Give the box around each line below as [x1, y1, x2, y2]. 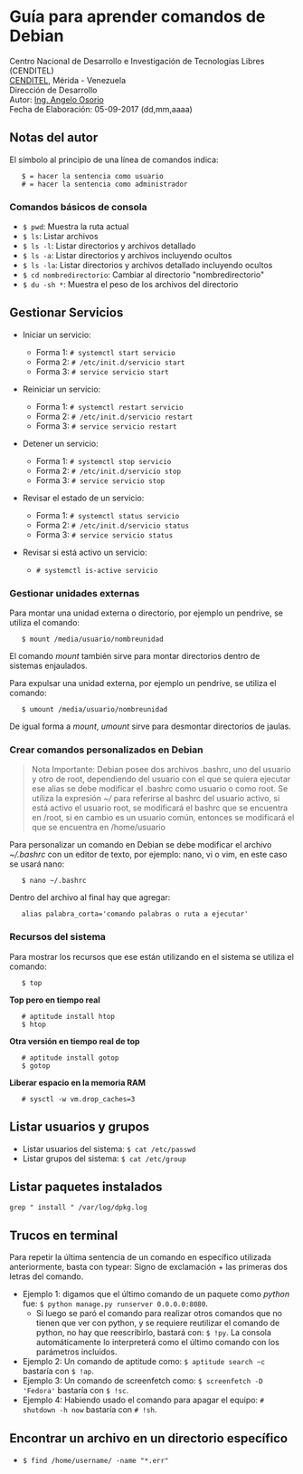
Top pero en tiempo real [9, 994, 101, 1005]
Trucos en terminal [9, 1227, 118, 1243]
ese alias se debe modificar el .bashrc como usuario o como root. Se [31, 783, 289, 794]
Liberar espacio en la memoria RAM [9, 1077, 147, 1088]
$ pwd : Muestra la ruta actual [22, 221, 129, 232]
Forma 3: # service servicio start [35, 365, 169, 377]
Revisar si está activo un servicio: [22, 547, 147, 558]
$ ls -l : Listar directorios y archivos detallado [22, 240, 196, 251]
